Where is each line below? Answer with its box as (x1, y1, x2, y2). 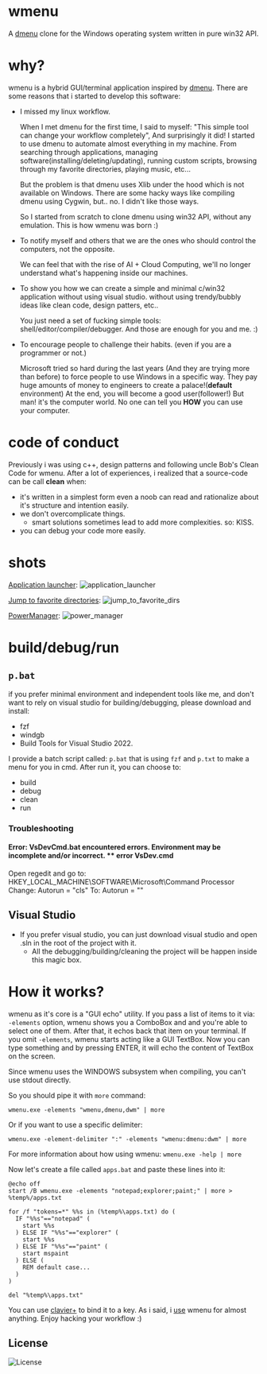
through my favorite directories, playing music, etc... (19, 164, 191, 173)
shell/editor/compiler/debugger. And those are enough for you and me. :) (19, 324, 258, 334)
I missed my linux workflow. (19, 106, 111, 116)
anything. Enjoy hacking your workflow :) (8, 1314, 142, 1323)
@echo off (8, 1179, 41, 1188)
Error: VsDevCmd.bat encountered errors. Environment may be (8, 842, 221, 852)
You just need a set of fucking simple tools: (19, 315, 161, 325)
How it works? (8, 982, 105, 1001)
